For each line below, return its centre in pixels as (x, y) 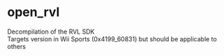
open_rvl (33, 12)
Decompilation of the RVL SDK (51, 31)
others (17, 46)
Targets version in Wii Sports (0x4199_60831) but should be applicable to (112, 38)
